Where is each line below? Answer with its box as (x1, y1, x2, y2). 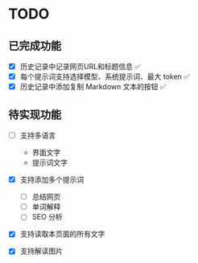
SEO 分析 (31, 212, 63, 222)
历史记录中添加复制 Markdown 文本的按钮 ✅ (19, 82, 167, 92)
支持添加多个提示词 (19, 175, 85, 185)
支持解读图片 (19, 246, 63, 256)
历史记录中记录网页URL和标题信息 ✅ (19, 62, 141, 71)
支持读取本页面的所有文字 (19, 229, 105, 239)
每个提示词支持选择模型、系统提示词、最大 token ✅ (19, 72, 191, 81)
